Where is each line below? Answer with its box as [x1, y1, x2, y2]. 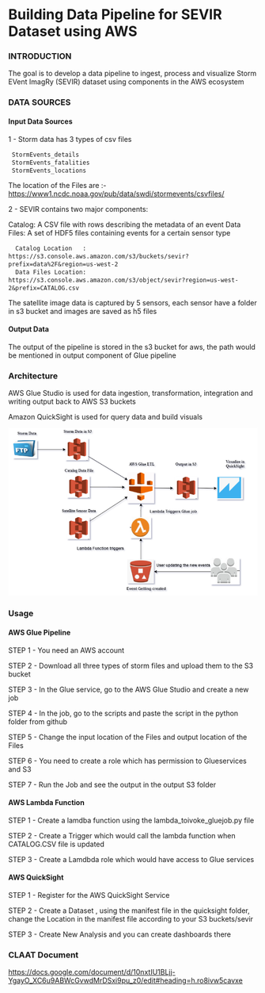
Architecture [8, 370, 59, 381]
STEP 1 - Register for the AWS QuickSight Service [8, 890, 170, 899]
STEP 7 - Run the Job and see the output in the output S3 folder [8, 780, 217, 789]
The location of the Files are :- [8, 180, 107, 190]
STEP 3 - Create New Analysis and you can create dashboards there [8, 930, 232, 939]
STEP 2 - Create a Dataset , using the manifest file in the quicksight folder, [8, 906, 251, 915]
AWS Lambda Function [8, 798, 85, 807]
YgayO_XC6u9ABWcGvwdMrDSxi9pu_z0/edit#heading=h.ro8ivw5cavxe [8, 976, 243, 985]
